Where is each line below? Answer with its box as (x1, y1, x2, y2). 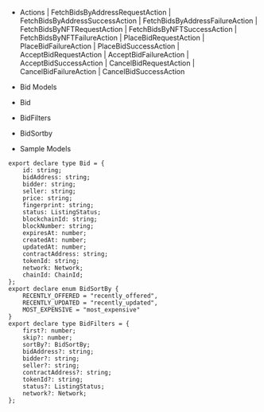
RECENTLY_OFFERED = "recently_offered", (22, 292, 158, 300)
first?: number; (22, 327, 77, 335)
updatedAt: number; (22, 243, 87, 251)
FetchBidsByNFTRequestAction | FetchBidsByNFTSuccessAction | (19, 25, 237, 33)
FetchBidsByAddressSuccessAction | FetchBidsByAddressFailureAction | (19, 16, 258, 26)
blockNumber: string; (22, 222, 94, 230)
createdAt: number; (22, 236, 87, 244)
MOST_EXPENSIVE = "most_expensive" (22, 306, 141, 314)
